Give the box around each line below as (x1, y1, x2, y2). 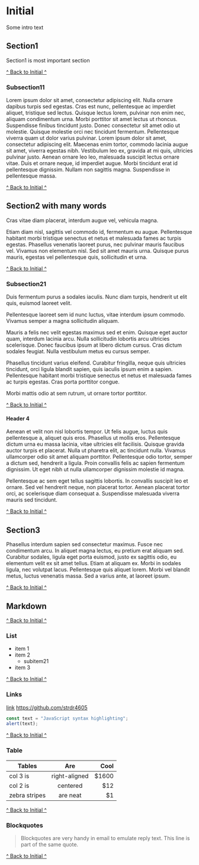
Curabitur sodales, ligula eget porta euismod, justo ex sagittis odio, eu (6, 553, 176, 560)
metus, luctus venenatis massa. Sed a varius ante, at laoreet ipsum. (6, 572, 171, 579)
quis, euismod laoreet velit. (6, 300, 72, 307)
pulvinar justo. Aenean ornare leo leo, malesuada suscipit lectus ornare (6, 153, 179, 161)
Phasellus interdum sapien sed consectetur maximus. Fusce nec (6, 541, 163, 548)
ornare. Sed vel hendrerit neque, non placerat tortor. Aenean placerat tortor (6, 484, 190, 491)
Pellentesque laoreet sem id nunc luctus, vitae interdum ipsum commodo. (6, 311, 185, 318)
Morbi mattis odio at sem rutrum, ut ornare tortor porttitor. (6, 390, 147, 397)
